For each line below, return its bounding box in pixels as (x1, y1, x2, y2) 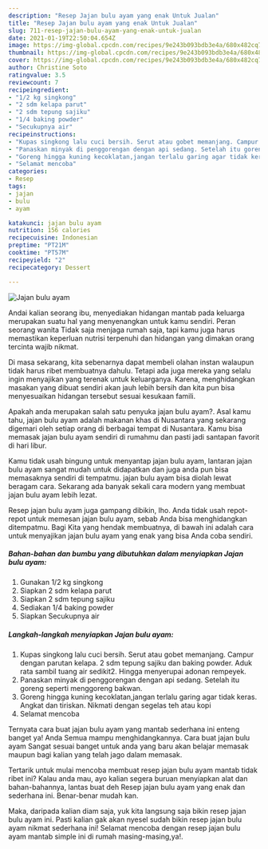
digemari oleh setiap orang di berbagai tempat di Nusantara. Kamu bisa (8, 424, 243, 433)
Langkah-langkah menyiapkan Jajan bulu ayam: (8, 630, 174, 639)
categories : (8, 168, 48, 176)
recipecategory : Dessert (8, 263, 91, 271)
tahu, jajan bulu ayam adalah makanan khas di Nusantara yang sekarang (8, 415, 246, 424)
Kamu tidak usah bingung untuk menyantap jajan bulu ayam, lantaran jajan (8, 456, 253, 465)
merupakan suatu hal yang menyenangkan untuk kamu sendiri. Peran (8, 316, 236, 326)
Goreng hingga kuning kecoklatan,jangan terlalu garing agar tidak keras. (19, 692, 258, 702)
